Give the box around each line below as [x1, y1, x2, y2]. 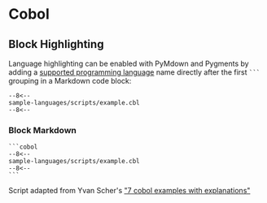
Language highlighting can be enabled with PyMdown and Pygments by [8, 58, 250, 68]
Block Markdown [8, 124, 77, 136]
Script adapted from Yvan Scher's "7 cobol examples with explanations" [8, 186, 251, 196]
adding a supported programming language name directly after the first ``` [8, 67, 260, 77]
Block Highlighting [8, 37, 104, 51]
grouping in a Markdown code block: [8, 76, 132, 85]
